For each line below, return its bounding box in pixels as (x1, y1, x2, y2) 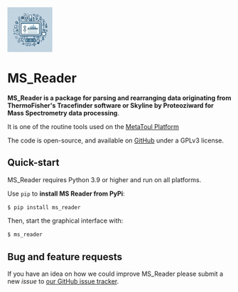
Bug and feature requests (7, 251, 123, 263)
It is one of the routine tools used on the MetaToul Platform (7, 122, 179, 130)
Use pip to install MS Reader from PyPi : (7, 189, 126, 198)
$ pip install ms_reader (7, 203, 81, 211)
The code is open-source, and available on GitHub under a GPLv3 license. (7, 136, 225, 145)
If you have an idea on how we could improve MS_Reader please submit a (7, 269, 224, 279)
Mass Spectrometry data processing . (7, 108, 119, 117)
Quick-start (7, 157, 60, 169)
